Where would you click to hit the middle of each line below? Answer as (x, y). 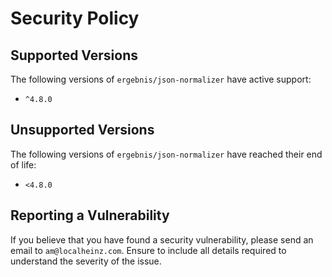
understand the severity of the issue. (86, 261)
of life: (23, 164)
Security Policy (75, 18)
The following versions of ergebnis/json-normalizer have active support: (161, 79)
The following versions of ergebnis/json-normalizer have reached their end (166, 154)
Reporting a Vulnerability (90, 215)
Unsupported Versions (82, 130)
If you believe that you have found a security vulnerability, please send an (162, 239)
